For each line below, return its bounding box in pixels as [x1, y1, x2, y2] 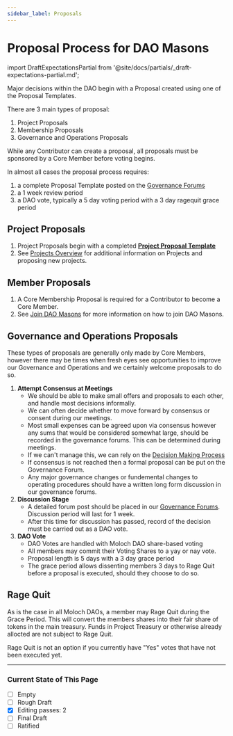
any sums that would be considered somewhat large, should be [27, 429, 209, 437]
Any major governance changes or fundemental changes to [27, 473, 198, 481]
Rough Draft [17, 698, 52, 707]
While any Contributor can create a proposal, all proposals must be [7, 147, 198, 155]
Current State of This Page [7, 674, 98, 684]
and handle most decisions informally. [27, 399, 137, 407]
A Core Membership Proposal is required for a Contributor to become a [17, 295, 221, 303]
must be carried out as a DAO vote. [27, 525, 128, 533]
